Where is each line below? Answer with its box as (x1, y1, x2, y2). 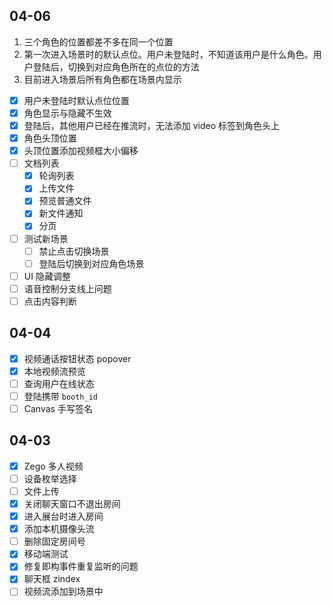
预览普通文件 (38, 195, 92, 207)
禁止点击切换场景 (38, 245, 110, 257)
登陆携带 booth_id (23, 390, 98, 402)
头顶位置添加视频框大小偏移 (23, 145, 139, 157)
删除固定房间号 (23, 535, 86, 548)
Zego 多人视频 (23, 460, 84, 472)
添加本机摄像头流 (23, 523, 95, 535)
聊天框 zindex (23, 573, 81, 585)
